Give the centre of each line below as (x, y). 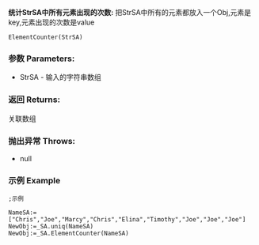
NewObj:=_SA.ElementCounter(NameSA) (69, 234)
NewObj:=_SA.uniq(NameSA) (51, 227)
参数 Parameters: (42, 58)
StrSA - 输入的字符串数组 (60, 77)
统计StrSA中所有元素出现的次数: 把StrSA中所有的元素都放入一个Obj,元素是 (130, 12)
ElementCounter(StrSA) (46, 37)
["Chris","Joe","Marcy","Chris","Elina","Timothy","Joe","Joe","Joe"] (127, 220)
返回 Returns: (34, 100)
